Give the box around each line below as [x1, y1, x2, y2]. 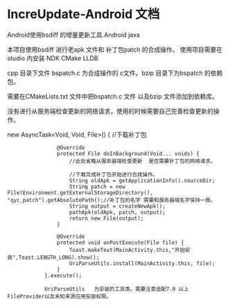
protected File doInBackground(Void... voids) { [56, 150, 200, 157]
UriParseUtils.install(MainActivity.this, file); [69, 260, 215, 267]
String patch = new [69, 183, 126, 190]
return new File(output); [69, 214, 144, 222]
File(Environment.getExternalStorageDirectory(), [7, 189, 154, 196]
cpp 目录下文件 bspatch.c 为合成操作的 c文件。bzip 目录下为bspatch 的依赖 [7, 69, 223, 77]
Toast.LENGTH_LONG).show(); [18, 254, 100, 261]
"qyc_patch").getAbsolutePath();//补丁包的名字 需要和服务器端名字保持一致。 [7, 196, 216, 203]
